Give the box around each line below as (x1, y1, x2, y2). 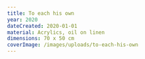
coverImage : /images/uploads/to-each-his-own (7, 41, 138, 48)
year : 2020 (7, 16, 38, 23)
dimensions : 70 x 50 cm (7, 35, 75, 42)
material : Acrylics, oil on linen (7, 28, 106, 36)
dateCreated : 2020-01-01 (7, 22, 78, 29)
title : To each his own (7, 9, 75, 17)
